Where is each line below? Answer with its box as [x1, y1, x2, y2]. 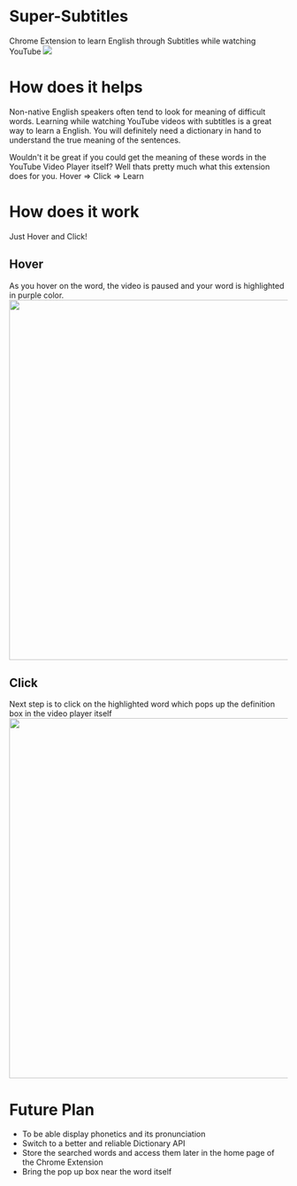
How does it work [9, 202, 140, 222]
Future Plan [9, 1099, 95, 1120]
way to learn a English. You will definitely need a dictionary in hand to [9, 125, 262, 136]
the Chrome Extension [21, 1157, 103, 1167]
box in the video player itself [9, 708, 112, 719]
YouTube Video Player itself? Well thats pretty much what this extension [9, 161, 270, 172]
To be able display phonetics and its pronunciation [21, 1128, 206, 1140]
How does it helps [9, 77, 143, 98]
